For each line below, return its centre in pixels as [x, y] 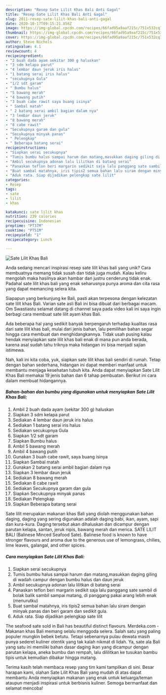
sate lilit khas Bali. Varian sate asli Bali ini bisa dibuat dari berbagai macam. [81, 303]
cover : [12, 38]
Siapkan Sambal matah [36, 462]
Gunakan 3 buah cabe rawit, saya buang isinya [60, 457]
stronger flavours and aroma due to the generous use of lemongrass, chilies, [83, 540]
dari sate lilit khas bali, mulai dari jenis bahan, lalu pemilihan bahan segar [79, 329]
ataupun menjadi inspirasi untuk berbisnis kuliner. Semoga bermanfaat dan [82, 683]
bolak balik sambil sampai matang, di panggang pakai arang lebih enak [84, 596]
